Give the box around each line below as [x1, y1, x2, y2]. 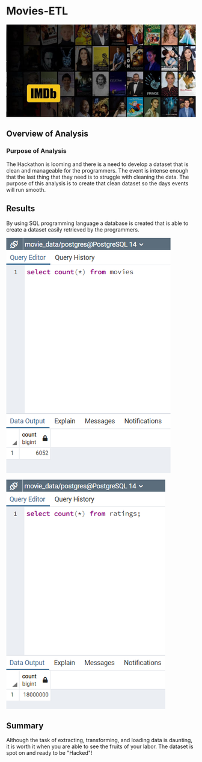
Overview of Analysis [6, 129, 89, 139]
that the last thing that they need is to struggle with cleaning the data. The [6, 173, 189, 180]
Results [6, 203, 35, 214]
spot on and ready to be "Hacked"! [6, 749, 93, 757]
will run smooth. [6, 186, 46, 193]
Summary [6, 721, 44, 731]
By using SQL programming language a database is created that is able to [6, 220, 189, 227]
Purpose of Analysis [6, 147, 67, 155]
